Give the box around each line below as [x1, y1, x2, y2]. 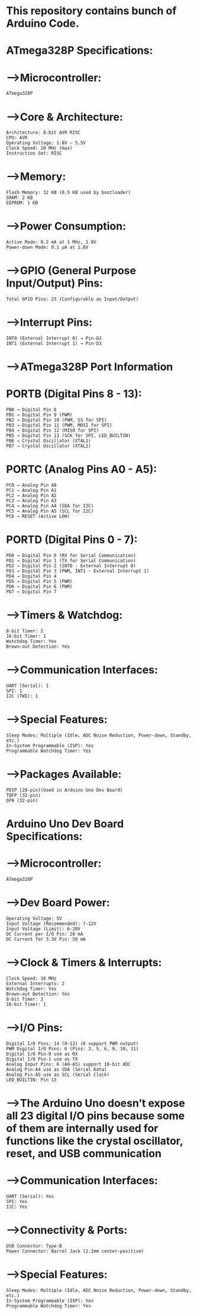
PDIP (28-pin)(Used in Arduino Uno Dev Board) [6, 787, 123, 793]
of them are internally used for [6, 1121, 159, 1135]
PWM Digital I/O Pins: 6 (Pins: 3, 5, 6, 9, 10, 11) [6, 1046, 139, 1052]
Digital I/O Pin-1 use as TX [6, 1056, 78, 1062]
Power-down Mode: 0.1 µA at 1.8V [6, 245, 89, 250]
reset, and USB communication [6, 1147, 162, 1160]
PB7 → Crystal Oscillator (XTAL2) [6, 443, 92, 449]
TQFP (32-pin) [6, 792, 41, 798]
